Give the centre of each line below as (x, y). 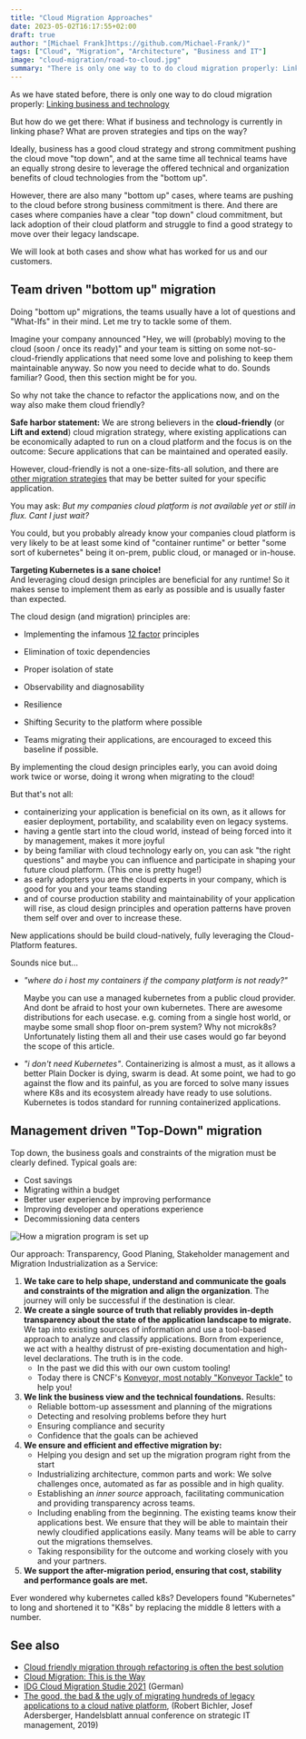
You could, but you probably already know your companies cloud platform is (153, 533)
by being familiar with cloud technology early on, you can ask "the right (157, 850)
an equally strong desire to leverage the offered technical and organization (150, 168)
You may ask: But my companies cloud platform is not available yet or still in (153, 506)
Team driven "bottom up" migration (113, 290)
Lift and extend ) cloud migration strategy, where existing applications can (148, 431)
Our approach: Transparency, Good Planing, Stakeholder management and (150, 1253)
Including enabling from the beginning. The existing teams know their (167, 1512)
